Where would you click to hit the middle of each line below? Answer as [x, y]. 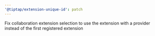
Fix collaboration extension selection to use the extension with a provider [77, 23]
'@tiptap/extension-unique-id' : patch [44, 9]
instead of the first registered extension [44, 28]
